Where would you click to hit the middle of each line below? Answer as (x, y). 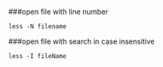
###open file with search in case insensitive (81, 41)
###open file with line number (59, 12)
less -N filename (38, 27)
